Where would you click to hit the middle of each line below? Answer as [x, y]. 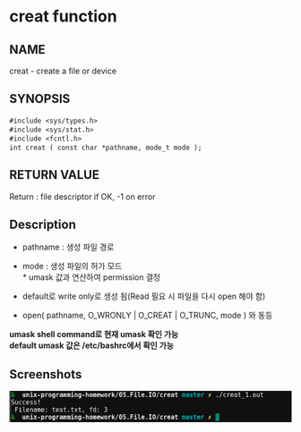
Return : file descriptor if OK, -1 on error [82, 196]
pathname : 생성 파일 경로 [68, 247]
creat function [64, 17]
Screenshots [46, 374]
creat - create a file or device [63, 71]
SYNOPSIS [40, 99]
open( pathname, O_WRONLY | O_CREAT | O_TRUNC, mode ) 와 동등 [147, 316]
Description [43, 225]
